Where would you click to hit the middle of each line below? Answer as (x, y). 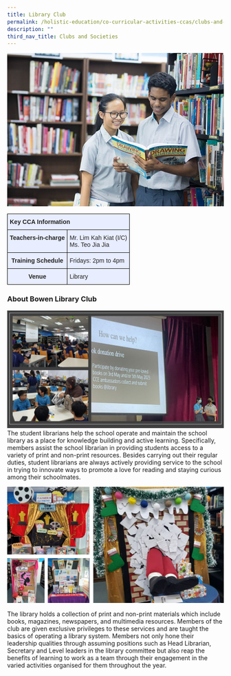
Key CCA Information (40, 222)
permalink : (23, 22)
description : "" (30, 29)
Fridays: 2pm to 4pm (97, 261)
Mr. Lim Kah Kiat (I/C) (98, 238)
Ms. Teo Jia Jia (90, 245)
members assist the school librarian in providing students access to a (105, 447)
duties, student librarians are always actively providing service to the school (114, 462)
